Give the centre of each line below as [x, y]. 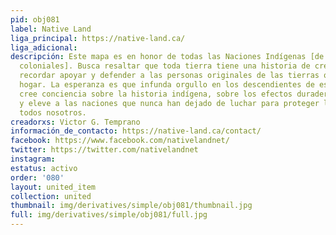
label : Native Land [51, 29]
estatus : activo [44, 168]
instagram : [33, 159]
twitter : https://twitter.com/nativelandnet [104, 150]
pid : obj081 [35, 19]
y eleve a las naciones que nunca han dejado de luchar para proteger [169, 103]
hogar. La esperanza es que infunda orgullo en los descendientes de [167, 85]
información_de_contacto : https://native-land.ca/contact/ [136, 131]
